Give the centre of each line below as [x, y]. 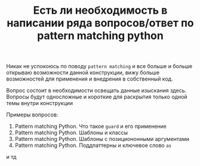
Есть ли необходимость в [100, 10]
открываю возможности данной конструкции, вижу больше [83, 73]
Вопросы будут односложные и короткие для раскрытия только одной [97, 97]
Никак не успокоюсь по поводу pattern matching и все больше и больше [99, 66]
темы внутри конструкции [40, 103]
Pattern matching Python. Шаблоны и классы [71, 133]
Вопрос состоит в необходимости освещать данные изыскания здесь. [96, 91]
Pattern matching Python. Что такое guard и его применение [91, 127]
